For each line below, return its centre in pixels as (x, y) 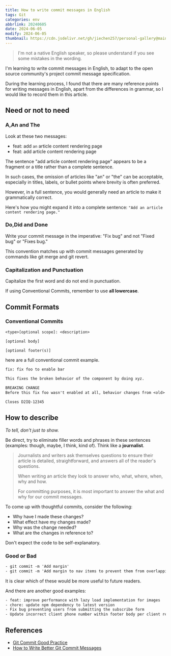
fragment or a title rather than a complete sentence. (59, 167)
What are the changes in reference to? (53, 533)
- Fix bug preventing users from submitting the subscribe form (75, 610)
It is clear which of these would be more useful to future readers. (73, 581)
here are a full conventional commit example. (52, 360)
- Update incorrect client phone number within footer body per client (83, 614)
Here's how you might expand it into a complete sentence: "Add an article (84, 207)
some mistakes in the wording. (50, 58)
